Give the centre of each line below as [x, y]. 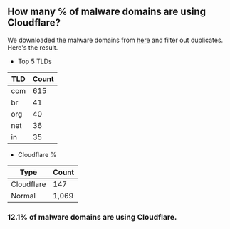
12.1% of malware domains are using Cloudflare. [92, 217]
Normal [23, 196]
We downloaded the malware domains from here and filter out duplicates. [115, 40]
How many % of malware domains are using [107, 12]
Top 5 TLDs [35, 61]
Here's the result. [33, 47]
